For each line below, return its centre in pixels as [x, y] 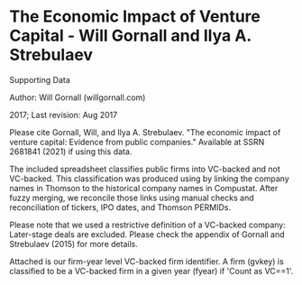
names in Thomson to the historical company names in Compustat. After [144, 188]
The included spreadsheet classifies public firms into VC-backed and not [145, 169]
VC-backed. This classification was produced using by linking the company [150, 179]
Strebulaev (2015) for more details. [73, 244]
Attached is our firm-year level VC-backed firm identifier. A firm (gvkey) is [146, 261]
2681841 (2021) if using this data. [71, 152]
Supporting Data [40, 79]
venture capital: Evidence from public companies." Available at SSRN [137, 142]
